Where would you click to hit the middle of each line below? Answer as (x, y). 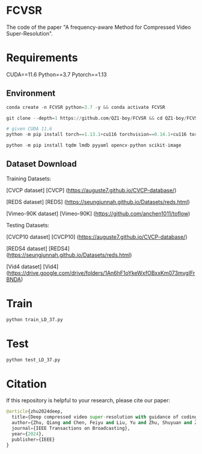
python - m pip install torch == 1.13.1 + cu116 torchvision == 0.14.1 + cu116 (96, 135)
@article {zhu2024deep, (35, 412)
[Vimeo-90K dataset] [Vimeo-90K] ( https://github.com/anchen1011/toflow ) (98, 213)
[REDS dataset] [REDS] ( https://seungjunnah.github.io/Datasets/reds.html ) (98, 201)
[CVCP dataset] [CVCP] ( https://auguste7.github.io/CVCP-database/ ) (91, 190)
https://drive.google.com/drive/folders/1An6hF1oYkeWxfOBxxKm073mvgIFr (102, 273)
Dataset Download (41, 164)
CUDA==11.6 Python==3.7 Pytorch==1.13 (57, 74)
